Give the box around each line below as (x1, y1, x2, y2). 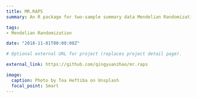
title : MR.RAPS (6, 8, 43, 15)
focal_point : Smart (11, 83, 59, 89)
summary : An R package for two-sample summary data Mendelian (6, 14, 161, 20)
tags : (6, 24, 19, 30)
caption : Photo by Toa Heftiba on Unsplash (11, 77, 119, 83)
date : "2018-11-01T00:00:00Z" (6, 40, 80, 47)
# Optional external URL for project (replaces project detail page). (6, 51, 182, 57)
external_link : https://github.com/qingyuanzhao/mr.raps (6, 62, 148, 68)
